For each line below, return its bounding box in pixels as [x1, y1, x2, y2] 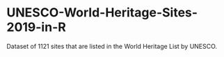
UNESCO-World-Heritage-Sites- [6, 5, 198, 21]
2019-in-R [6, 19, 67, 35]
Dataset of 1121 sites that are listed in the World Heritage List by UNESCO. [6, 42, 217, 50]
